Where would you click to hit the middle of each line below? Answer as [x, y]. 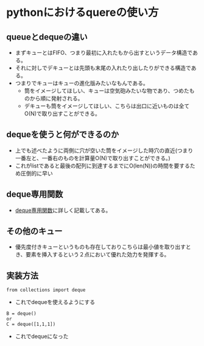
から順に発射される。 [56, 98]
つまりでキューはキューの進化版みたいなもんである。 [82, 83]
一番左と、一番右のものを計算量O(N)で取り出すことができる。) [93, 158]
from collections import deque [46, 290]
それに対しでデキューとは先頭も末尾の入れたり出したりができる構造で [103, 68]
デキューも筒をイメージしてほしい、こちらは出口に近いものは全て [107, 106]
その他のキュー [34, 231]
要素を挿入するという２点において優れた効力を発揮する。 [97, 255]
